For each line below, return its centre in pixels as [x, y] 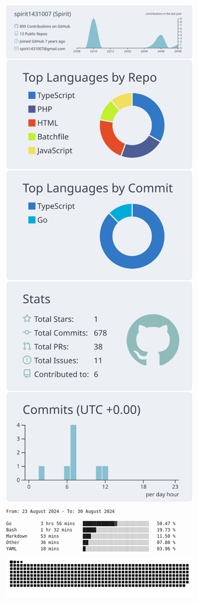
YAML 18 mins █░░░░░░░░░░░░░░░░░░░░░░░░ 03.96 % [91, 549]
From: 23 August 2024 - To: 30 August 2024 [61, 511]
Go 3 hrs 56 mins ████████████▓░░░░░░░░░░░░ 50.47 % [91, 524]
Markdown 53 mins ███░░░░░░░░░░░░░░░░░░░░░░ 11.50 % [91, 536]
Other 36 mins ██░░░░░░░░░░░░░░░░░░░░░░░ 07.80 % [91, 542]
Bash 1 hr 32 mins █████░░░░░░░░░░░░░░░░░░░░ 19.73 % [91, 530]
